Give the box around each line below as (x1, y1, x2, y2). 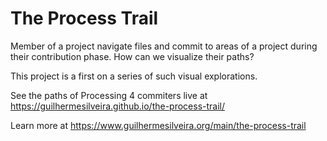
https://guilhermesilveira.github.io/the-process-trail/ (10, 100, 226, 112)
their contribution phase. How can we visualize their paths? (10, 50, 255, 62)
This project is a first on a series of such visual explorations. (10, 70, 258, 82)
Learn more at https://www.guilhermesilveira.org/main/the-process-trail (10, 119, 307, 131)
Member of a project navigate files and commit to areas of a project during (10, 40, 318, 52)
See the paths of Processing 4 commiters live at (10, 89, 208, 101)
